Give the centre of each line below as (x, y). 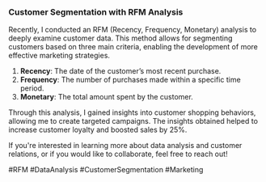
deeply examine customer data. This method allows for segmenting (120, 38)
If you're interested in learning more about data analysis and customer (125, 146)
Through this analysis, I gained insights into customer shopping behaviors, (132, 112)
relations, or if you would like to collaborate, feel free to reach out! (118, 154)
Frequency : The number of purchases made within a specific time (130, 80)
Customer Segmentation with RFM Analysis (96, 12)
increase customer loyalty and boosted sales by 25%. (98, 130)
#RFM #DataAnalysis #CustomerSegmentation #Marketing (106, 170)
